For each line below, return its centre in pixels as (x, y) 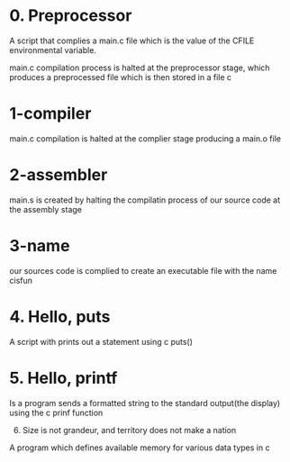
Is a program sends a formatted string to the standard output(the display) (145, 403)
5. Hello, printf (63, 378)
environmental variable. (53, 50)
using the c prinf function (56, 412)
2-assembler (59, 175)
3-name (40, 246)
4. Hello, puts (60, 317)
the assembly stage (46, 209)
